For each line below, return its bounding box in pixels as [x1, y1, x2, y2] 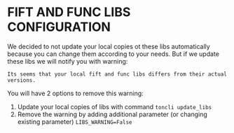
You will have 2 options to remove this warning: [7, 89, 144, 97]
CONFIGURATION [7, 19, 111, 35]
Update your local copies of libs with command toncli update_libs [17, 102, 212, 111]
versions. [7, 76, 36, 84]
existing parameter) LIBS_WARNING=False [17, 117, 132, 126]
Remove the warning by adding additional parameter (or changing [17, 110, 208, 118]
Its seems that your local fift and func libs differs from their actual [7, 71, 228, 78]
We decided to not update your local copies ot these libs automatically [7, 42, 210, 50]
